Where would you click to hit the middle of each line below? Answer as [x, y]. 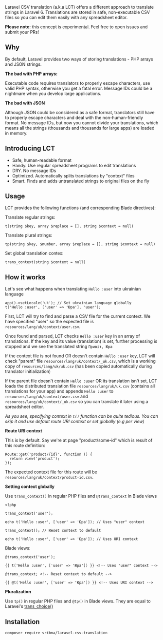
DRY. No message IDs [34, 171]
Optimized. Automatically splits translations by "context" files [73, 175]
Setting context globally [30, 486]
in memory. [16, 133]
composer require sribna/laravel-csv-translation [56, 633]
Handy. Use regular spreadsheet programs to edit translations [74, 165]
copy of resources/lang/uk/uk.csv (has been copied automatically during [79, 366]
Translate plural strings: [29, 235]
